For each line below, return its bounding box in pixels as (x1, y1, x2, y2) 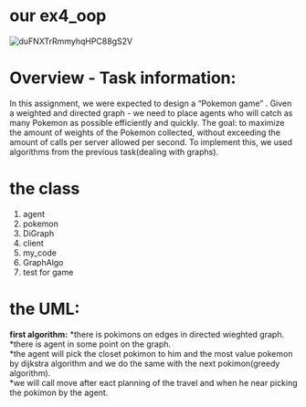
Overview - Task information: (9, 68, 237, 89)
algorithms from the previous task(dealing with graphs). (9, 146, 219, 157)
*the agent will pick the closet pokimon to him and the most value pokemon (9, 348, 293, 359)
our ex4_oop (9, 5, 107, 26)
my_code (22, 247, 58, 258)
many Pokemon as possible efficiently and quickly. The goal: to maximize (9, 117, 285, 128)
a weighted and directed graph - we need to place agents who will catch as (9, 107, 293, 119)
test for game (22, 266, 74, 277)
